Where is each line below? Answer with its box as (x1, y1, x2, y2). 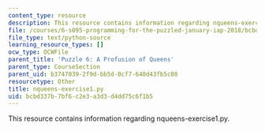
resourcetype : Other (8, 77, 77, 85)
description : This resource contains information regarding (8, 19, 211, 27)
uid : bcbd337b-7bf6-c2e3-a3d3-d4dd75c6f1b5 (8, 92, 154, 100)
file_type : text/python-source (8, 33, 111, 42)
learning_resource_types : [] (8, 41, 104, 49)
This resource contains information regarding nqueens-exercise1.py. (8, 114, 230, 123)
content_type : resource (8, 11, 87, 20)
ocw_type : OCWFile (8, 48, 69, 56)
